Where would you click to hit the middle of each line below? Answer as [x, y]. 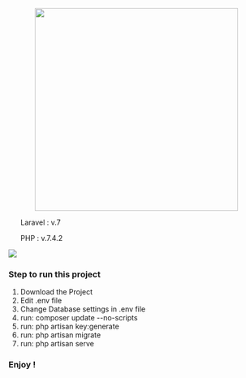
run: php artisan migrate [60, 335]
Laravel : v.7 [40, 222]
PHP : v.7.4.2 [41, 238]
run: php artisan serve [57, 344]
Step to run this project [55, 274]
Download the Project [56, 292]
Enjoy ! [22, 365]
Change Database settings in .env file [83, 309]
